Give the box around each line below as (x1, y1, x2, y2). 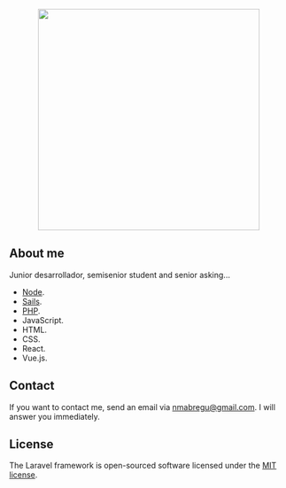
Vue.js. (21, 352, 48, 363)
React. (21, 343, 46, 353)
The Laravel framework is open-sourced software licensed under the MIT (9, 461, 277, 471)
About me (9, 246, 65, 261)
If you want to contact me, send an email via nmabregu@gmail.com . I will (9, 401, 276, 412)
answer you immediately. (9, 411, 100, 422)
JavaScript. (21, 314, 65, 325)
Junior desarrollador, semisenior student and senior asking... (9, 269, 230, 280)
